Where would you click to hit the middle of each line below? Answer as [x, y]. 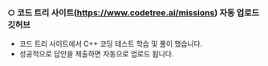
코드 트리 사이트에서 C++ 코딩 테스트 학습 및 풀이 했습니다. [111, 44]
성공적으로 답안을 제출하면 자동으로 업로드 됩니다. [96, 54]
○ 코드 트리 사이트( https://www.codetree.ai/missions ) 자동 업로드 [134, 12]
